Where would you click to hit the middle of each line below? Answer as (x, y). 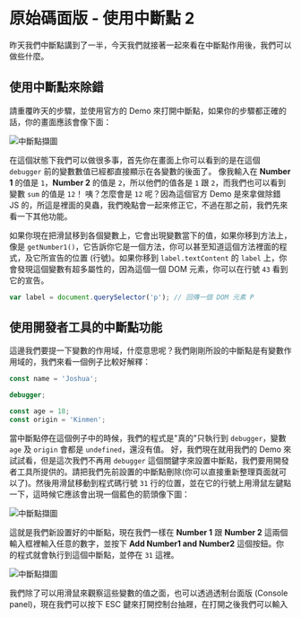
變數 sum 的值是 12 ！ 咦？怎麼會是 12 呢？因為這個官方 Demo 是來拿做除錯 (145, 193)
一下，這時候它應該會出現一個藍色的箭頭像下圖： (99, 494)
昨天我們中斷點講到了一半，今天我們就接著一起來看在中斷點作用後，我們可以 (150, 45)
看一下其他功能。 (41, 216)
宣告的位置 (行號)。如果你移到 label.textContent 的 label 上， (163, 258)
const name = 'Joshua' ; (54, 379)
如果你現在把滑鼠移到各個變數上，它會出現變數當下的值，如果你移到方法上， (150, 235)
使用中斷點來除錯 (56, 88)
